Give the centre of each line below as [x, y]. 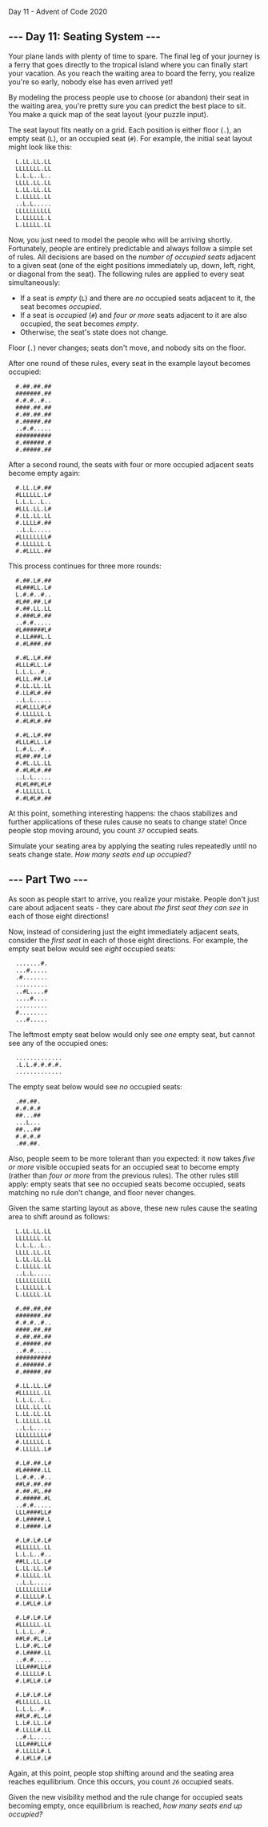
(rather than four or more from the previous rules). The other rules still [124, 1175]
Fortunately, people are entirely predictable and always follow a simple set [130, 248]
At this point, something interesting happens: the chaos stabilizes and [123, 813]
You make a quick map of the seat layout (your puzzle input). [108, 114]
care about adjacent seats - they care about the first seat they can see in [129, 907]
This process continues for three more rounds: [85, 566]
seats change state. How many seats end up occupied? [100, 854]
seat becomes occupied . [61, 306]
